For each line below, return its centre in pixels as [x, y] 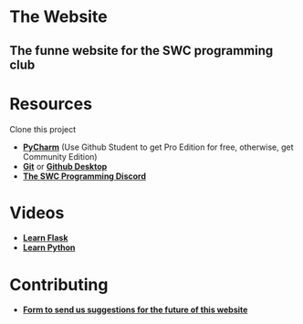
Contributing [59, 284]
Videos [37, 213]
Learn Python [49, 247]
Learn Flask [45, 238]
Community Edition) [60, 156]
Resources [51, 104]
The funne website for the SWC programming [141, 51]
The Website [58, 17]
